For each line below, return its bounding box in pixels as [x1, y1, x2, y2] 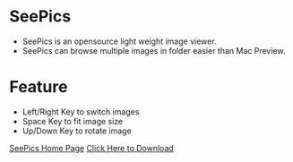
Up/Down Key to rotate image [22, 125, 132, 136]
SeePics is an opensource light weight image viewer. [22, 36, 217, 47]
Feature [9, 77, 68, 98]
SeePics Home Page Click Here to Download [9, 142, 175, 153]
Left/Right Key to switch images [22, 106, 140, 117]
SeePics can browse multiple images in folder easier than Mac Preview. [22, 45, 286, 55]
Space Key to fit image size [22, 115, 124, 126]
